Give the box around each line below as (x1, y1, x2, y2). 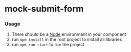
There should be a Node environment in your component (11, 31, 127, 37)
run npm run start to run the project (11, 42, 85, 48)
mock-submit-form (4, 3, 84, 14)
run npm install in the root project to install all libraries (11, 37, 122, 42)
